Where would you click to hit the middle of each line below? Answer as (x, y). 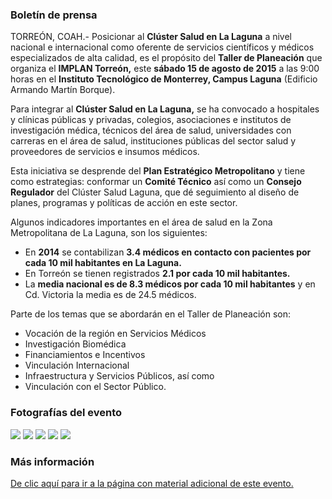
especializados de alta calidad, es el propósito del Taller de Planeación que (166, 58)
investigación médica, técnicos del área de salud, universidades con (151, 130)
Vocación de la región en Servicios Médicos (115, 334)
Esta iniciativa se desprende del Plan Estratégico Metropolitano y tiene (158, 171)
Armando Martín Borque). (63, 90)
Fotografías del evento (66, 413)
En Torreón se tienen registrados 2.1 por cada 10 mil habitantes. (157, 274)
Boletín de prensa (54, 15)
